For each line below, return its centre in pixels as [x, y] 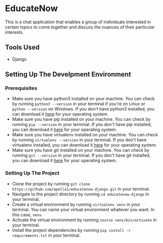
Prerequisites [21, 88]
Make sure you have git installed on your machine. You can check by [81, 150]
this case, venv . [27, 214]
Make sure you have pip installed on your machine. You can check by [81, 119]
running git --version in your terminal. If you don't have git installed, [81, 155]
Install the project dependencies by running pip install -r [71, 230]
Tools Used [22, 47]
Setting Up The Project [32, 173]
